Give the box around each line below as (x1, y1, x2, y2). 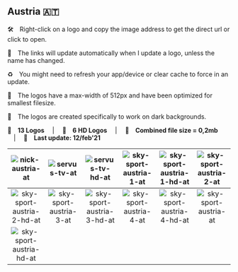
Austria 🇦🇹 (7, 6, 59, 18)
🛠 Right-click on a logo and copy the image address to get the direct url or (7, 25, 230, 33)
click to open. (7, 35, 47, 43)
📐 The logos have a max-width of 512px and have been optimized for (7, 91, 212, 100)
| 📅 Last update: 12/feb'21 (13, 134, 101, 142)
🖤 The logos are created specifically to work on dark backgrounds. (7, 112, 207, 121)
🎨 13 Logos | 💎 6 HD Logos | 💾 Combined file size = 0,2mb (7, 126, 218, 134)
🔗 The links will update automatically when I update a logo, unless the (7, 49, 215, 57)
